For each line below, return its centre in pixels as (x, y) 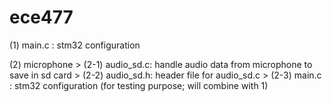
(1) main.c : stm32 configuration (75, 45)
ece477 (41, 17)
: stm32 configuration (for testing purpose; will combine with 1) (139, 85)
